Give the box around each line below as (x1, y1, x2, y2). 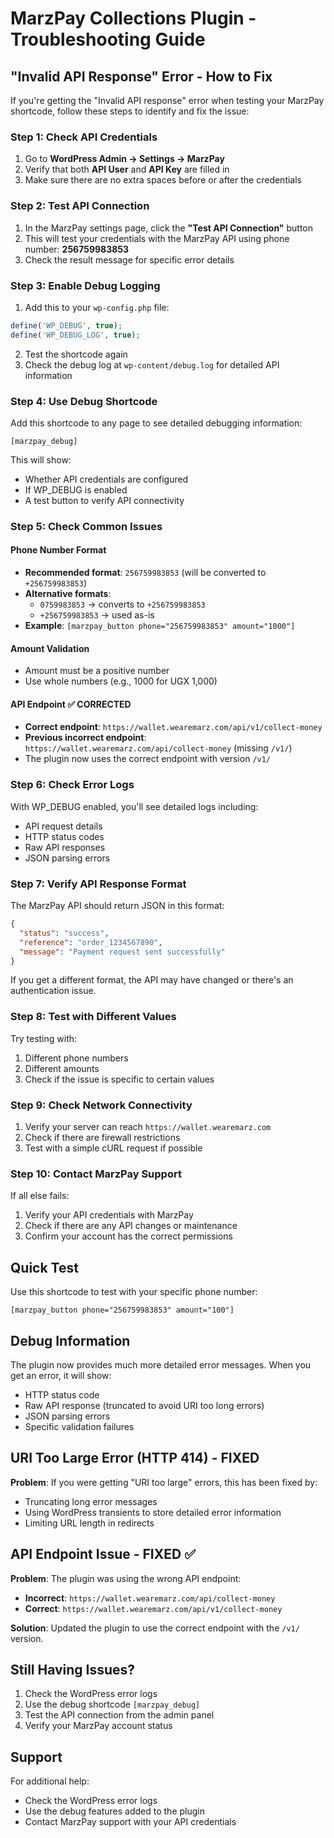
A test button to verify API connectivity (24, 494, 185, 506)
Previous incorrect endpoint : (24, 732, 147, 744)
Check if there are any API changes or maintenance (24, 1220, 238, 1232)
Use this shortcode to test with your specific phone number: (10, 1286, 258, 1298)
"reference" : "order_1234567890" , (19, 937, 163, 947)
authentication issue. (10, 985, 97, 997)
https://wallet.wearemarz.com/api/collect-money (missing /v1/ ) (24, 742, 293, 754)
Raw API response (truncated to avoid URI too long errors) (24, 1399, 265, 1411)
